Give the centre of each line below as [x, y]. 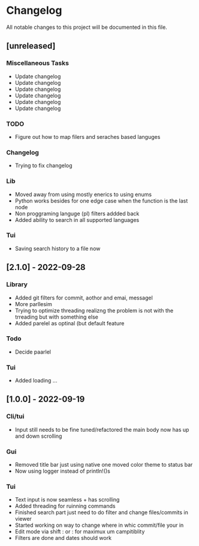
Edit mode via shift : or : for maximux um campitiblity [80, 532]
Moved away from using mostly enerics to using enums [83, 194]
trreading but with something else [57, 317]
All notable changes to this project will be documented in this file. [87, 27]
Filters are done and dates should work [63, 538]
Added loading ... [36, 381]
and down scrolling [38, 436]
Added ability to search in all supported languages [77, 219]
